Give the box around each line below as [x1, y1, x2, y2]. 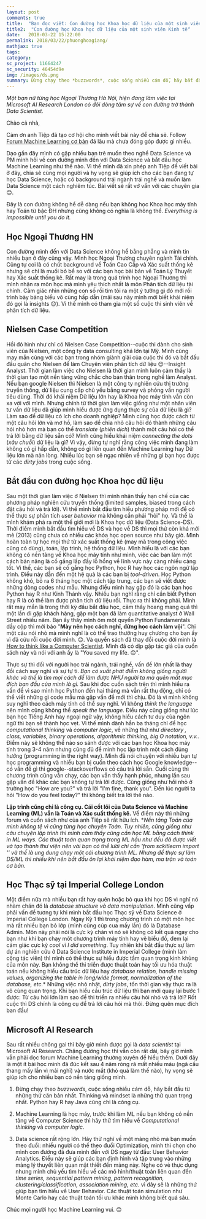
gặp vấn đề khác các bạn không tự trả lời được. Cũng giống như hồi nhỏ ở [6, 778, 193, 785]
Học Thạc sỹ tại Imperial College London [6, 879, 164, 890]
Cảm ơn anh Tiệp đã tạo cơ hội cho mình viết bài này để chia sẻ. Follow [6, 131, 186, 139]
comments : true [6, 15, 45, 21]
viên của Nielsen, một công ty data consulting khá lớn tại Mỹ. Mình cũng [6, 347, 189, 354]
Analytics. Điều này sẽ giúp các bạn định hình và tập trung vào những [15, 1155, 191, 1163]
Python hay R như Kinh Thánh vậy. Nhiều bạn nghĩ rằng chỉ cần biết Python [6, 590, 196, 598]
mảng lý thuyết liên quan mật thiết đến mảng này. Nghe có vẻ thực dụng [15, 1161, 198, 1169]
